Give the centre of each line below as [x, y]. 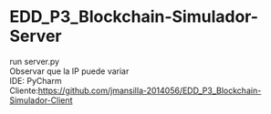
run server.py [35, 61]
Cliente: [24, 90]
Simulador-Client [41, 100]
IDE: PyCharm [36, 80]
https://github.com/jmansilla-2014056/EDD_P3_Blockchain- [150, 90]
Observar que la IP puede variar [69, 71]
